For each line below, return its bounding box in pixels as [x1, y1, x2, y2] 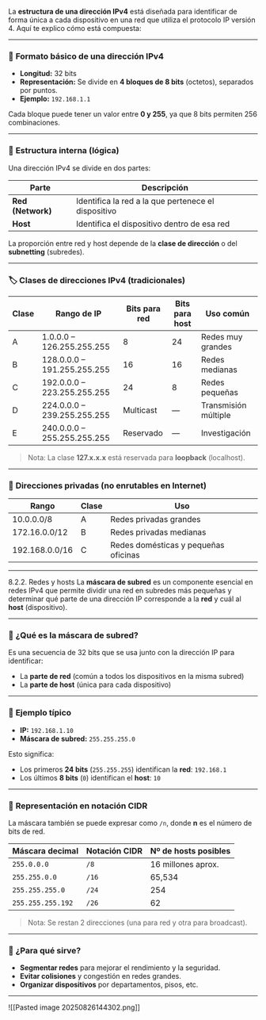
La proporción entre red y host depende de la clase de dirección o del [8, 238, 237, 248]
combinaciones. [8, 118, 61, 128]
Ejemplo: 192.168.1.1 [19, 94, 91, 104]
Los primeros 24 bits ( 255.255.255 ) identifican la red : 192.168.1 [19, 765, 227, 774]
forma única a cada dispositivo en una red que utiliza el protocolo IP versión [8, 15, 256, 25]
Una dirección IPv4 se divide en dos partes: [8, 163, 151, 173]
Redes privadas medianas [110, 527, 207, 538]
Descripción [141, 182, 188, 193]
